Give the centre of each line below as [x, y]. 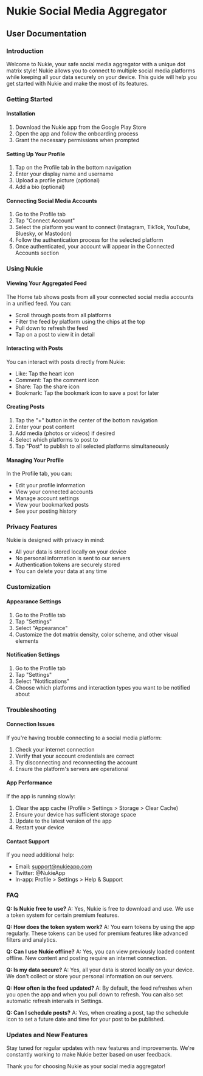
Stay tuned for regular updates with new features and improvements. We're [101, 1048]
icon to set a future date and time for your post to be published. [86, 1019]
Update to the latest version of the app [64, 821]
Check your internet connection [55, 749]
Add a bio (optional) [40, 187]
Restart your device [40, 828]
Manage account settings [47, 498]
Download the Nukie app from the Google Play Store [81, 127]
